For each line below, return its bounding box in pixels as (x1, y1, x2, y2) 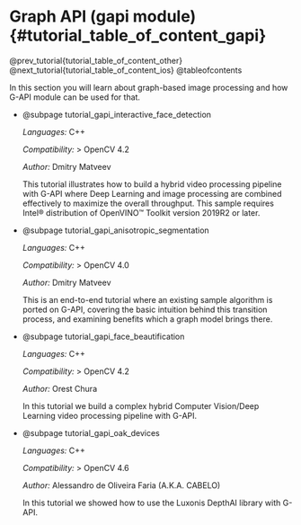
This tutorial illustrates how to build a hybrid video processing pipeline (22, 178, 282, 190)
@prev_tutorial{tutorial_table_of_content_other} (9, 55, 182, 66)
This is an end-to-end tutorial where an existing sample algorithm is (22, 294, 273, 305)
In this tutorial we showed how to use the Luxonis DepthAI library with (22, 497, 281, 508)
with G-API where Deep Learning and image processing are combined (22, 188, 282, 199)
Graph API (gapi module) (9, 6, 197, 27)
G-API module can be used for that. (9, 92, 141, 102)
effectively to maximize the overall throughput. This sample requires (22, 198, 274, 209)
